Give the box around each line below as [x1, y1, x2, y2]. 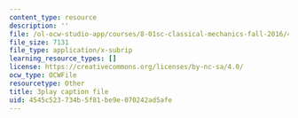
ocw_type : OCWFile [9, 71, 77, 80]
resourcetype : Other [9, 79, 86, 88]
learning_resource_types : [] [9, 54, 117, 63]
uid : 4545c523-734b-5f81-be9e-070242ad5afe [9, 95, 173, 105]
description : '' [9, 21, 69, 30]
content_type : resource [9, 12, 98, 22]
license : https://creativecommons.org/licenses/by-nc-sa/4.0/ [9, 63, 244, 72]
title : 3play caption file [9, 87, 109, 96]
